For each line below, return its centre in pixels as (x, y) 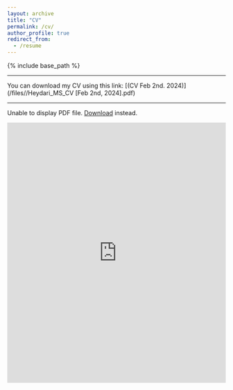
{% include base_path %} (44, 66)
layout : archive (31, 14)
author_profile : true (38, 33)
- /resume (27, 46)
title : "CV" (24, 20)
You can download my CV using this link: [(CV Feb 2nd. (86, 85)
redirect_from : (29, 40)
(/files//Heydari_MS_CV (41, 93)
